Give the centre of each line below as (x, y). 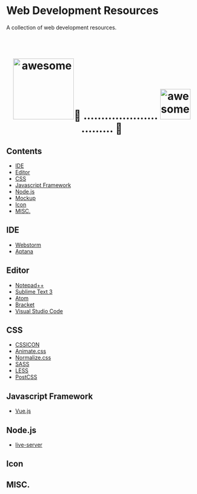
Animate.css (31, 351)
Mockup (25, 198)
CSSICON (27, 345)
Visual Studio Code (39, 311)
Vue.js (23, 411)
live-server (28, 445)
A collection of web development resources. (62, 27)
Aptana (24, 251)
